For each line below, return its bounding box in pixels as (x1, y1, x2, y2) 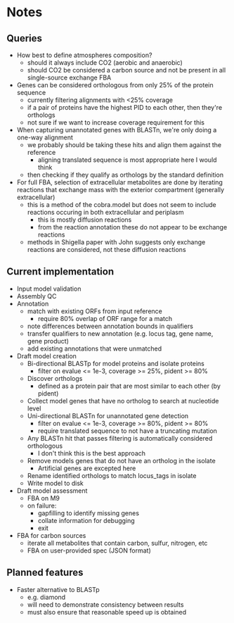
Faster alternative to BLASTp (16, 585, 100, 593)
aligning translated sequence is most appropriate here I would (37, 156, 217, 164)
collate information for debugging (37, 516, 135, 524)
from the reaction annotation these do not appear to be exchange (37, 223, 228, 231)
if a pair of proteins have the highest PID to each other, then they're (27, 103, 223, 111)
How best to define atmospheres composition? (16, 51, 152, 59)
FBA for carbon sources (16, 531, 86, 539)
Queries (6, 32, 43, 44)
